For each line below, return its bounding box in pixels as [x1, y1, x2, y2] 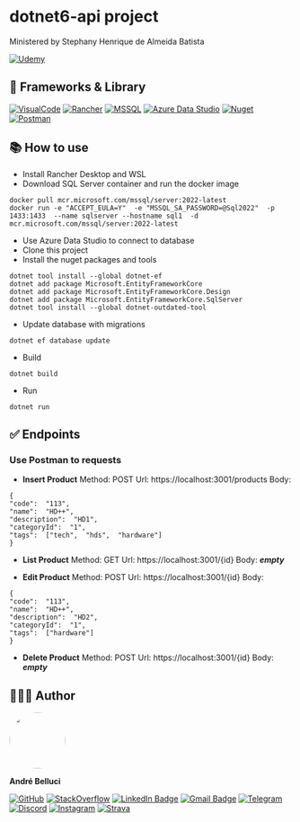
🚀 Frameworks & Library [9, 79, 146, 95]
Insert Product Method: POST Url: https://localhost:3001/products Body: [22, 474, 292, 485]
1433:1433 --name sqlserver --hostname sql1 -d [9, 211, 199, 220]
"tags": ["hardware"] [9, 629, 94, 638]
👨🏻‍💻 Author [9, 688, 76, 703]
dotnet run [9, 402, 50, 411]
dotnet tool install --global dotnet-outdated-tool [9, 303, 207, 312]
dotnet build [9, 369, 58, 379]
